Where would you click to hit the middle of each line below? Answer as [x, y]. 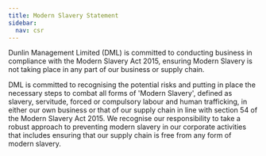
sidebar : [23, 23]
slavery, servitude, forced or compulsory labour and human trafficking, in [128, 102]
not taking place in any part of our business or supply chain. [106, 70]
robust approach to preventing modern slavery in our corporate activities [127, 127]
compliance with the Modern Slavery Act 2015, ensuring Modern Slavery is [130, 61]
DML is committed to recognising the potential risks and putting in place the [132, 85]
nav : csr [30, 30]
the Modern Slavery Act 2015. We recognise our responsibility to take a [124, 119]
